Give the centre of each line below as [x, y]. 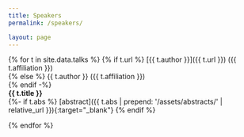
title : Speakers [35, 15]
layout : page [30, 37]
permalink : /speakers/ [46, 23]
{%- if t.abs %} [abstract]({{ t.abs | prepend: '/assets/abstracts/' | [116, 102]
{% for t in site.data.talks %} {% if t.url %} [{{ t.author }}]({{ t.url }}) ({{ [122, 59]
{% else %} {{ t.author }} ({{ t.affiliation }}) [77, 77]
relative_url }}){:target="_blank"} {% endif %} [82, 110]
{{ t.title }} [25, 93]
